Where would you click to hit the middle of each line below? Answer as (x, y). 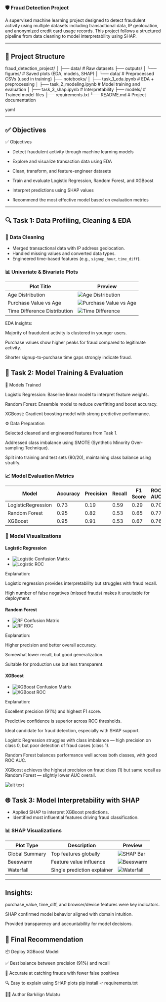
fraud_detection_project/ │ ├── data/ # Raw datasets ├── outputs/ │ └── (81, 68)
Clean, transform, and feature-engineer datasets (62, 171)
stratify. (13, 462)
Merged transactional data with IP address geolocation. (68, 248)
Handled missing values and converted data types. (64, 253)
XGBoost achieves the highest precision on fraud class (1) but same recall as (83, 770)
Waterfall (18, 870)
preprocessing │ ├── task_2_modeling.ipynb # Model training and (73, 84)
